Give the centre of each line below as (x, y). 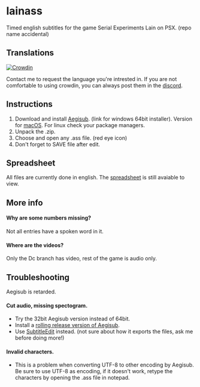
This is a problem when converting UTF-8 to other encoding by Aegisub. (104, 365)
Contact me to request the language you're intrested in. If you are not (92, 79)
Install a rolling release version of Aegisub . (67, 325)
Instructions (29, 104)
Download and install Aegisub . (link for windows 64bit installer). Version (104, 119)
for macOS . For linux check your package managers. (80, 125)
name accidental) (28, 34)
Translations (30, 53)
